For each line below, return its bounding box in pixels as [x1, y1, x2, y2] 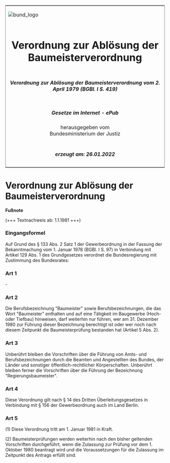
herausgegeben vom [60, 124, 110, 131]
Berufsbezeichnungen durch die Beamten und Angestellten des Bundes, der [5, 356, 164, 362]
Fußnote [5, 207, 24, 213]
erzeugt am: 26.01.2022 [55, 150, 115, 157]
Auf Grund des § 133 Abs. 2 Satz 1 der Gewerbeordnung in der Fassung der [5, 241, 162, 247]
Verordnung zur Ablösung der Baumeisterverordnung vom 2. [10, 79, 160, 86]
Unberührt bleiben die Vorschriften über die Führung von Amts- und [5, 351, 147, 357]
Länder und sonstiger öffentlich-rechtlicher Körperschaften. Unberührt [5, 362, 153, 368]
